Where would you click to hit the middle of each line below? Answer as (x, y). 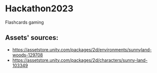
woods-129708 (28, 55)
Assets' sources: (32, 38)
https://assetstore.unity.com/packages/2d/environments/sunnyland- (82, 49)
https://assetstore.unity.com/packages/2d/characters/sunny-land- (80, 60)
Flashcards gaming (25, 22)
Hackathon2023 (39, 9)
